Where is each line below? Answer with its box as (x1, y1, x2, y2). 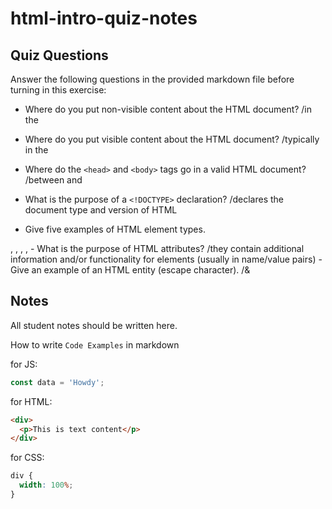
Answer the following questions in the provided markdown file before (10, 73, 295, 85)
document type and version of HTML (24, 204, 178, 216)
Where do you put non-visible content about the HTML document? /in (24, 103, 313, 115)
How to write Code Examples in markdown (10, 338, 180, 351)
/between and (24, 174, 83, 186)
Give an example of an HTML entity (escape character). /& (10, 264, 251, 276)
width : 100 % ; (19, 480, 74, 491)
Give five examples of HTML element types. (24, 223, 206, 235)
